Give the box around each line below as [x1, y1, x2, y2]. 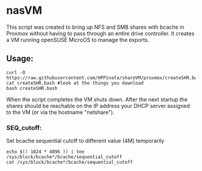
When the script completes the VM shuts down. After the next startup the [6, 95, 188, 103]
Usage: [6, 53, 34, 64]
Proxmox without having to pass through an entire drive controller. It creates [6, 29, 195, 37]
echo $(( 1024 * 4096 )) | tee [6, 149, 85, 155]
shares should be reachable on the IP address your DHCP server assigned [6, 102, 191, 109]
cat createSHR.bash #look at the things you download [6, 80, 144, 86]
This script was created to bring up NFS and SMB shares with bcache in [6, 23, 185, 31]
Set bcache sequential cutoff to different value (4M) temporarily [6, 137, 165, 145]
